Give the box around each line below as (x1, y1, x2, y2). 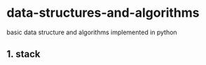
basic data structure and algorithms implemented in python (6, 28, 177, 36)
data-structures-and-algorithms (6, 5, 200, 21)
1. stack (6, 48, 41, 60)
